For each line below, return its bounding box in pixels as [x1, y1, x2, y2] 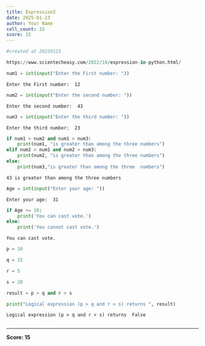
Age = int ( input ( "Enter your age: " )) [6, 186, 105, 192]
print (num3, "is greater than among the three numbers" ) [17, 164, 165, 170]
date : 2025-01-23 [6, 15, 51, 21]
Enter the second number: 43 [6, 103, 84, 109]
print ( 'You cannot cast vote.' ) [17, 224, 99, 231]
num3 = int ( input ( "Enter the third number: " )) [6, 114, 130, 120]
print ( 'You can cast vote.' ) [17, 213, 92, 219]
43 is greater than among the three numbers [6, 175, 121, 181]
